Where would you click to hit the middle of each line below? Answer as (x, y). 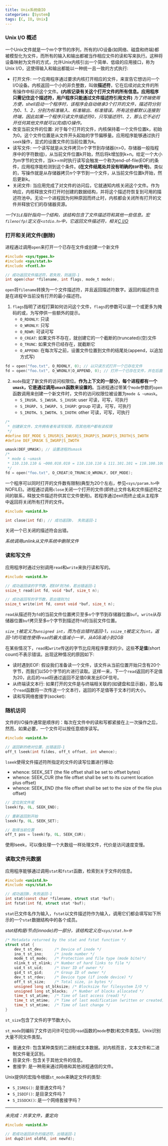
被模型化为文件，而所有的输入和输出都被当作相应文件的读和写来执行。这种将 (84, 56)
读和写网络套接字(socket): (39, 696)
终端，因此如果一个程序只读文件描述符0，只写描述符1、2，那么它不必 (84, 116)
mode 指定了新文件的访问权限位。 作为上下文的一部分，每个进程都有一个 (85, 381)
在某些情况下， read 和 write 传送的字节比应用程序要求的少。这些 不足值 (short (83, 648)
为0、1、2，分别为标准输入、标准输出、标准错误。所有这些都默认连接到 (86, 110)
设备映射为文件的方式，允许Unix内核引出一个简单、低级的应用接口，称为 (80, 62)
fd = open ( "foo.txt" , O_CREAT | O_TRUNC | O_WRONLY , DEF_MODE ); (69, 473)
